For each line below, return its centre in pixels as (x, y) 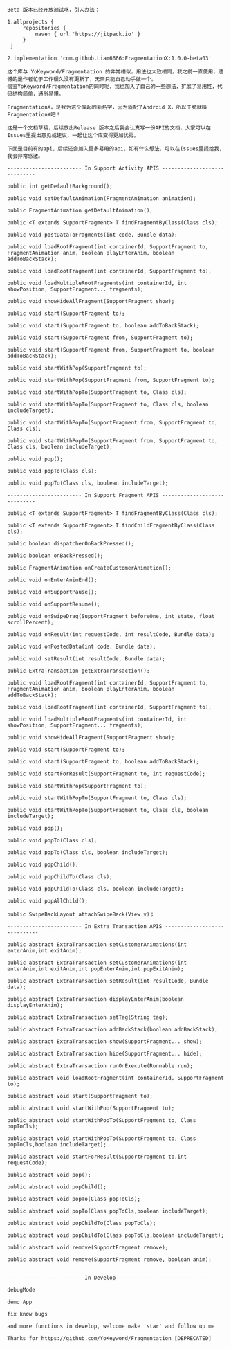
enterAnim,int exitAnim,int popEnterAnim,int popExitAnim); (96, 969)
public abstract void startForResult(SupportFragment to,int (97, 1157)
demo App (20, 1302)
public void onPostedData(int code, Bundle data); (82, 646)
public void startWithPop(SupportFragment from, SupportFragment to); (111, 380)
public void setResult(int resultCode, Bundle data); (86, 659)
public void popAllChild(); (48, 901)
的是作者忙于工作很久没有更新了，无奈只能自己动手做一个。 (84, 79)
